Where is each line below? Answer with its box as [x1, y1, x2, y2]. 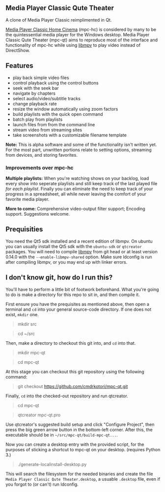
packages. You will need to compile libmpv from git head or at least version [5, 248, 158, 254]
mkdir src [17, 321, 37, 327]
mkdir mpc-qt [17, 350, 46, 355]
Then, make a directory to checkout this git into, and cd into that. [5, 340, 136, 346]
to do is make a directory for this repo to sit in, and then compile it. [5, 292, 140, 298]
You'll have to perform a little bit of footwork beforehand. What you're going [5, 286, 159, 292]
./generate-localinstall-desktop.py [17, 461, 87, 467]
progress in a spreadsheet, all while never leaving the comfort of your [5, 191, 146, 197]
